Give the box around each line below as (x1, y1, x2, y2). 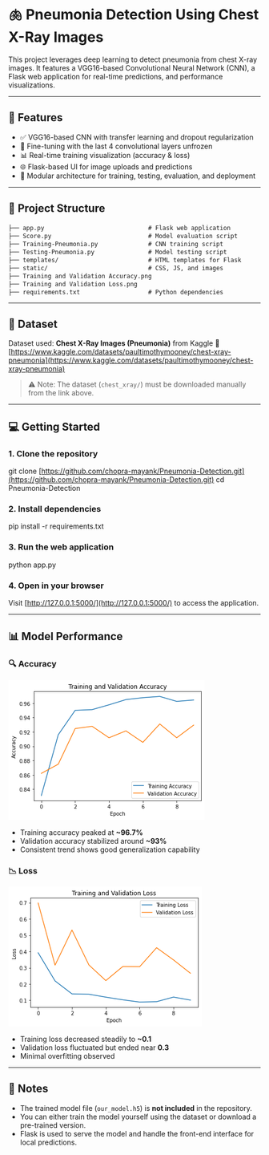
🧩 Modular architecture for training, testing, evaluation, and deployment (19, 171, 256, 180)
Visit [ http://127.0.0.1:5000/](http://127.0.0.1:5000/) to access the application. (8, 598, 259, 607)
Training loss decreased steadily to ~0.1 (19, 1034, 152, 1044)
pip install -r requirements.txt (8, 521, 104, 531)
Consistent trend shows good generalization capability (19, 845, 200, 854)
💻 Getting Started (8, 419, 100, 433)
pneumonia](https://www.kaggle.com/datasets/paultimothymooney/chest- (8, 355, 254, 365)
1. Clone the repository (8, 448, 98, 459)
